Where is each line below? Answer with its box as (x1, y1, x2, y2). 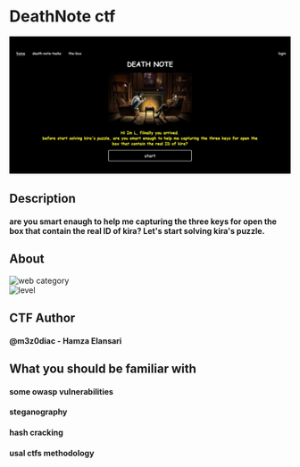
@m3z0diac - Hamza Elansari (9, 335, 122, 346)
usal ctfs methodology (9, 447, 95, 458)
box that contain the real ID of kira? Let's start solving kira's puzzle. (9, 226, 265, 237)
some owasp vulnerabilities (9, 386, 114, 396)
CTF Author (9, 311, 76, 326)
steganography (9, 406, 68, 417)
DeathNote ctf (9, 6, 116, 27)
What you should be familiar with (9, 362, 196, 377)
